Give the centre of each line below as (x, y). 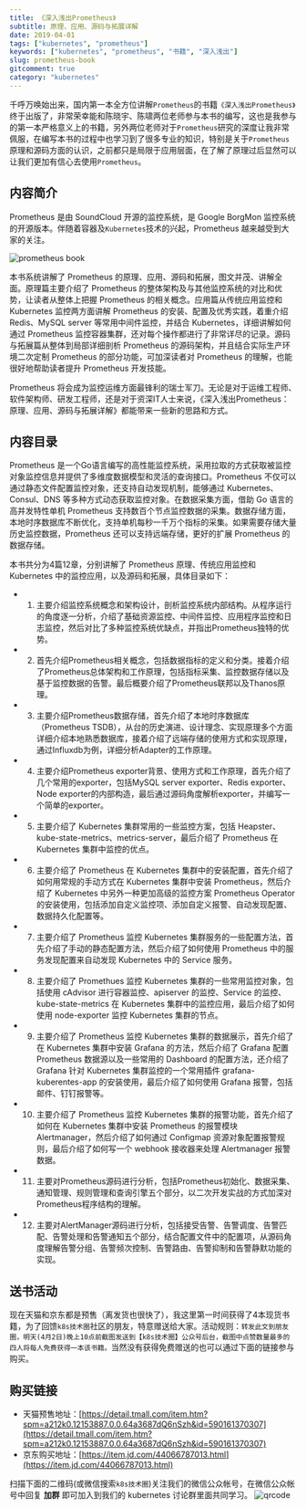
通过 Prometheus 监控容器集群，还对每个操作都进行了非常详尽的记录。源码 (150, 333)
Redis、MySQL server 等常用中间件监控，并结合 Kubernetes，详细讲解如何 (150, 322)
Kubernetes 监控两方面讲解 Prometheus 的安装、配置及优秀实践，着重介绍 (149, 310)
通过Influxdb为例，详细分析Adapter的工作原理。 (126, 750)
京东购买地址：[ (52, 1454)
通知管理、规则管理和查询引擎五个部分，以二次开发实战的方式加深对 (164, 1193)
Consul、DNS (35, 499)
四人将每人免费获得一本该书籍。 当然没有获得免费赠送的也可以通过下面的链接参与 (152, 1347)
